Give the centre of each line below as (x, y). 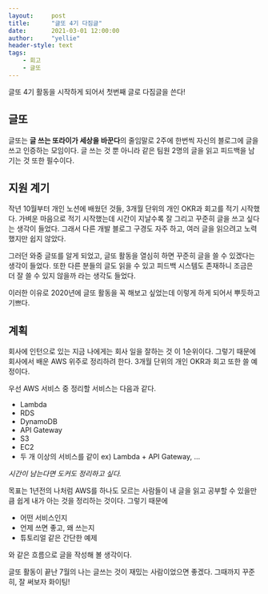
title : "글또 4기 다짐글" (55, 23)
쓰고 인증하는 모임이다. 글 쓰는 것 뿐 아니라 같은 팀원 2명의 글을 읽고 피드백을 (127, 150)
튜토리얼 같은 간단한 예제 (58, 538)
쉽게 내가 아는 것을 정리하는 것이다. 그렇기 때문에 (92, 501)
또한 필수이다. (53, 160)
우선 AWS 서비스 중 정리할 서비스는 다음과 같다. (82, 389)
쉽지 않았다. (48, 239)
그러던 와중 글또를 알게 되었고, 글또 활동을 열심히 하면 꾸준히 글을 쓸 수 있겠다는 (132, 256)
